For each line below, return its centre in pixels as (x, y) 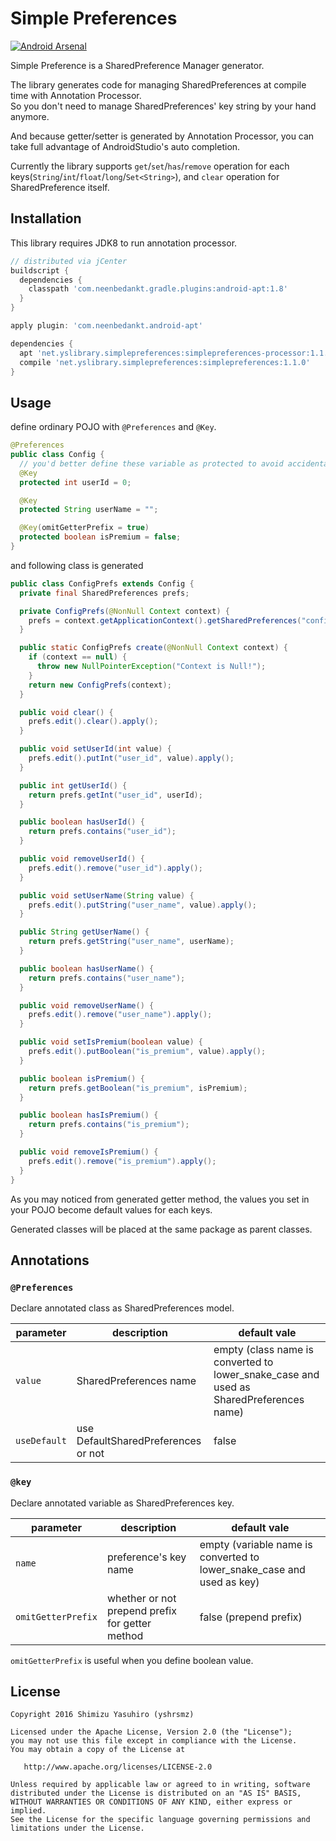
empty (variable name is (256, 1544)
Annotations (50, 1260)
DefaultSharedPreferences (139, 1441)
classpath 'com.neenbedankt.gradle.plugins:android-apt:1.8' (158, 289)
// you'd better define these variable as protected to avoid (151, 463)
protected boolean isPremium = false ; (100, 537)
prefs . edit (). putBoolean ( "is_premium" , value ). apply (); (147, 1052)
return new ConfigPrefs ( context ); (100, 685)
